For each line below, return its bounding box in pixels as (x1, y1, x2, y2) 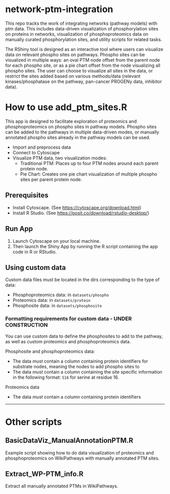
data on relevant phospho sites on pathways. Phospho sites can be (5, 52, 145, 58)
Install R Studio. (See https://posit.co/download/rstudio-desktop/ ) (12, 210, 149, 216)
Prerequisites (5, 191, 49, 200)
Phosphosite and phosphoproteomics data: (5, 348, 95, 354)
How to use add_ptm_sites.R (5, 102, 127, 113)
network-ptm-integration (5, 4, 113, 15)
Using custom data (5, 263, 66, 272)
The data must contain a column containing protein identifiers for (12, 358, 148, 364)
